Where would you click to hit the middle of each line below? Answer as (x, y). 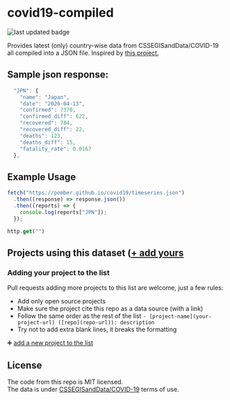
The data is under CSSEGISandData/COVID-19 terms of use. (93, 389)
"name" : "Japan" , (45, 97)
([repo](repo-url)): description (106, 323)
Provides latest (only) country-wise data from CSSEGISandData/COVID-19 (113, 45)
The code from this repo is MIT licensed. (65, 382)
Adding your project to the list (58, 272)
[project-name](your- (180, 317)
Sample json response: (58, 75)
